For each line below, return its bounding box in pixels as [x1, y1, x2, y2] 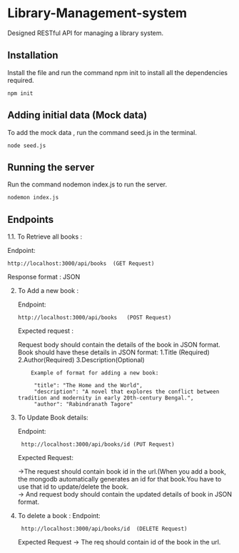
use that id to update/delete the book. [17, 482, 129, 491]
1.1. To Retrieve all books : [7, 232, 83, 241]
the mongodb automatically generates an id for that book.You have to [17, 475, 222, 484]
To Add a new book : [17, 287, 79, 295]
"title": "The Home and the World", [34, 382, 143, 389]
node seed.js [7, 141, 46, 149]
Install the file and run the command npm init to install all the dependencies [7, 68, 228, 76]
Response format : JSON [7, 273, 81, 282]
